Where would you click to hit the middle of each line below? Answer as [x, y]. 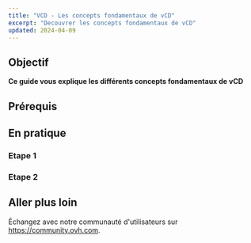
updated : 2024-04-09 [42, 30]
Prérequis [33, 106]
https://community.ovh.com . [54, 230]
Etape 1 [23, 155]
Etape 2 [23, 177]
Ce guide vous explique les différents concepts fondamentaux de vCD [126, 82]
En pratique [37, 133]
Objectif [29, 62]
